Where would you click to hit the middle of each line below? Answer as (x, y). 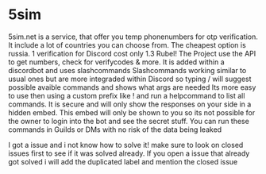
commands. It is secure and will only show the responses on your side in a (130, 104)
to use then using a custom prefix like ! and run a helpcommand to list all (127, 95)
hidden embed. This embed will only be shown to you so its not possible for (132, 112)
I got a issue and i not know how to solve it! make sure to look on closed (126, 145)
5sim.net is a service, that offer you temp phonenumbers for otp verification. (133, 37)
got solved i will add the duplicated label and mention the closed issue (123, 161)
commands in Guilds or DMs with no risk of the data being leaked (115, 130)
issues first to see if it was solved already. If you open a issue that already (129, 153)
